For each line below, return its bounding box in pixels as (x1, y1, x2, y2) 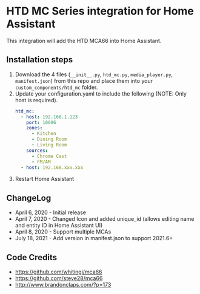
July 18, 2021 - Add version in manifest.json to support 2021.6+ (15, 235, 173, 242)
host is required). (15, 96, 58, 103)
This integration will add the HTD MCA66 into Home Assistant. (6, 37, 162, 44)
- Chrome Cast (31, 153, 67, 159)
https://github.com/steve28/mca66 (15, 275, 103, 282)
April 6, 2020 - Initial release (15, 209, 87, 216)
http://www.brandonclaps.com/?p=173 (15, 281, 112, 288)
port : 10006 (26, 119, 56, 125)
